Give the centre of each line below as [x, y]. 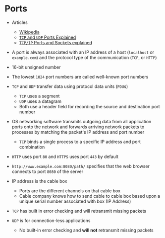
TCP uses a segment [39, 96]
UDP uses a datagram [40, 101]
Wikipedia [29, 32]
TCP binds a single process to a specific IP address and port [80, 142]
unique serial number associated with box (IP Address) [75, 201]
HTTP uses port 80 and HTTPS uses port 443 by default [65, 157]
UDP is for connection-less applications [51, 220]
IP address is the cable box [39, 181]
